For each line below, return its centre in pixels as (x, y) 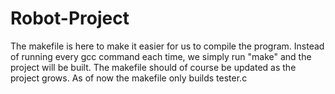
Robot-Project (70, 18)
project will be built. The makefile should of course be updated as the (153, 67)
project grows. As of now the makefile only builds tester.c (129, 78)
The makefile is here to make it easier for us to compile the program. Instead (167, 46)
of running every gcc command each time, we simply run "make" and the (161, 56)
